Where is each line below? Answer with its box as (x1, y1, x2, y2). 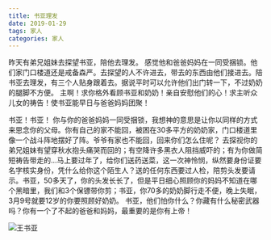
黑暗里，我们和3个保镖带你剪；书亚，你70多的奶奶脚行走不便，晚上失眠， (15, 186, 262, 196)
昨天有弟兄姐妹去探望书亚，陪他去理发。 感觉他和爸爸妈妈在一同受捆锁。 (8, 57, 251, 67)
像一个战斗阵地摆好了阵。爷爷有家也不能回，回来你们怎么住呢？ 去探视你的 (8, 135, 258, 145)
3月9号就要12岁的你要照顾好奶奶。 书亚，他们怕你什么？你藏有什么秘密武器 (8, 196, 260, 206)
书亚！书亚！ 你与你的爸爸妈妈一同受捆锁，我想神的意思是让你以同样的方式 (8, 115, 258, 125)
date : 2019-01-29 (8, 19, 67, 27)
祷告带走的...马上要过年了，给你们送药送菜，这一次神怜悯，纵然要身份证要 (15, 155, 262, 166)
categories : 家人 (8, 34, 65, 43)
